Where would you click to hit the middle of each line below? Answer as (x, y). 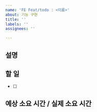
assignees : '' (20, 29)
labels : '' (17, 24)
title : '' (16, 19)
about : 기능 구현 (22, 15)
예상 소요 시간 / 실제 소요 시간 (48, 104)
